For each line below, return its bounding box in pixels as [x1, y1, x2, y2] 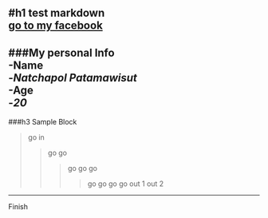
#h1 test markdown [8, 6, 105, 20]
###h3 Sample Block [8, 117, 77, 127]
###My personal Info [8, 46, 115, 59]
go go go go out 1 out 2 [87, 179, 164, 188]
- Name [8, 58, 44, 72]
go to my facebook [8, 19, 104, 33]
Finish [8, 202, 28, 212]
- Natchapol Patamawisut [8, 71, 137, 85]
